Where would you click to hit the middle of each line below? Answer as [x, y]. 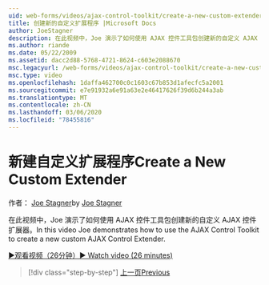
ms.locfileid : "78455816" [51, 120]
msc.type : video [35, 75]
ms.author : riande [39, 46]
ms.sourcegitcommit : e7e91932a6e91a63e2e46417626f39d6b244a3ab [116, 90]
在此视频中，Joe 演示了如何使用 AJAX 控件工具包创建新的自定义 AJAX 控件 [132, 219]
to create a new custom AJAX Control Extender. [87, 239]
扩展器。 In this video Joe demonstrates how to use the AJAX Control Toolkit [134, 230]
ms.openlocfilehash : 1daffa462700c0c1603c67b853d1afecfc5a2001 [116, 82]
